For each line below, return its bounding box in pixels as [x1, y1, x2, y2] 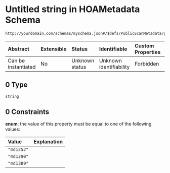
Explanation [33, 138, 63, 145]
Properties [135, 48, 161, 55]
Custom [135, 42, 154, 49]
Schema [5, 14, 40, 26]
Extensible [40, 45, 67, 52]
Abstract [8, 45, 29, 52]
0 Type [5, 81, 28, 89]
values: [5, 126, 20, 132]
